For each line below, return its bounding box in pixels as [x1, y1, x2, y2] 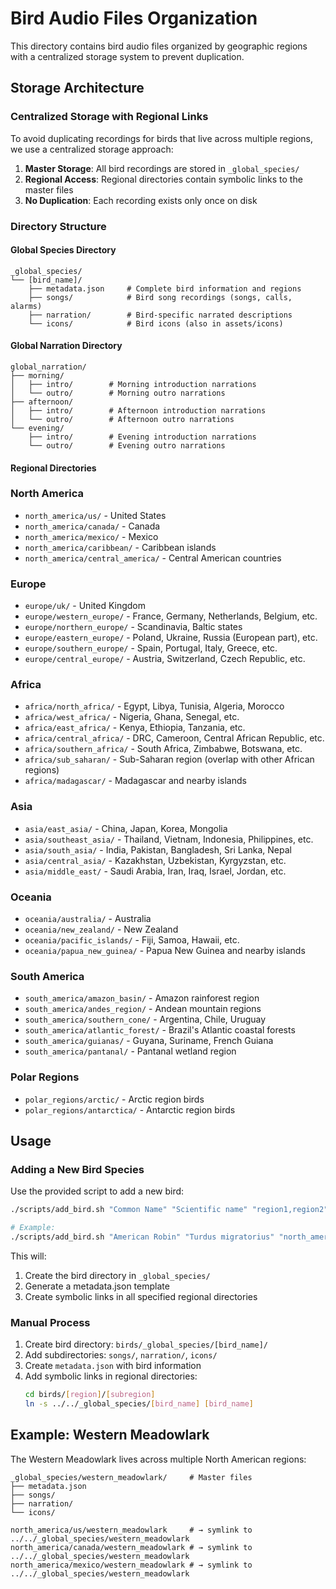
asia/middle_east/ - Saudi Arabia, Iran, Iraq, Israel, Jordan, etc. [24, 865, 287, 877]
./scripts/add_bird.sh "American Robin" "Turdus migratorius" [10, 1232, 275, 1242]
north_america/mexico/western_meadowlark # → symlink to [10, 1560, 253, 1570]
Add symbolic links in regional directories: [24, 1370, 198, 1382]
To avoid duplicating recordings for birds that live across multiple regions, [10, 132, 313, 144]
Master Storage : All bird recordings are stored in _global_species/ [24, 162, 300, 174]
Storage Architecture [10, 80, 145, 97]
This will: [10, 1250, 47, 1262]
